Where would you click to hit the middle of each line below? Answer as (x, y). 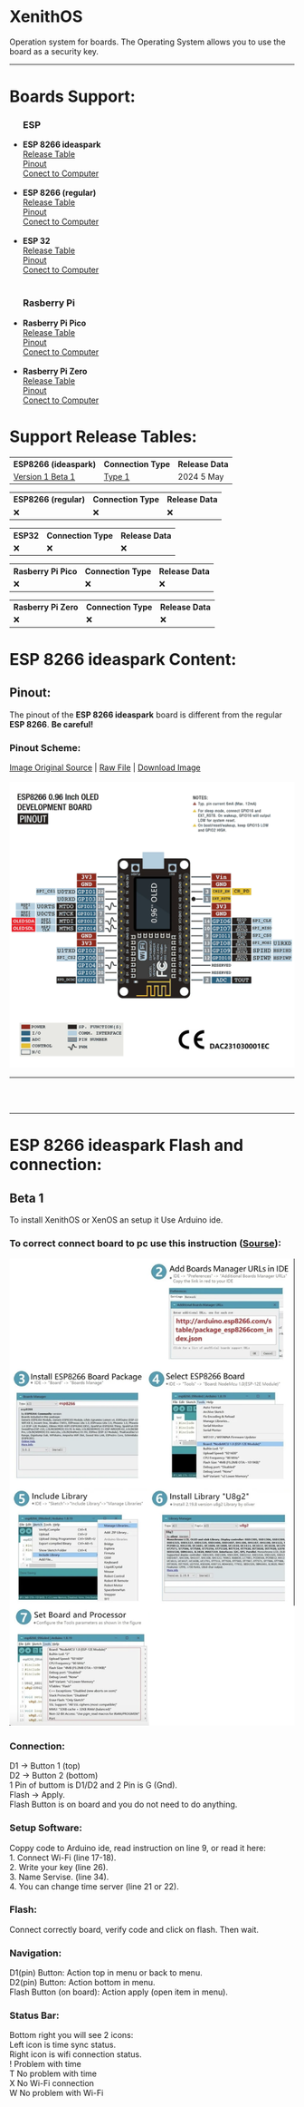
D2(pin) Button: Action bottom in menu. (82, 1983)
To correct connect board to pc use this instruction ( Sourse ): (146, 1244)
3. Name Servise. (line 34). (59, 1877)
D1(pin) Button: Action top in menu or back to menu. (106, 1973)
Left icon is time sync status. (62, 2045)
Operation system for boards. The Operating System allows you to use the (148, 42)
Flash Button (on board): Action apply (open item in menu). (119, 1992)
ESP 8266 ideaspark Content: (123, 660)
